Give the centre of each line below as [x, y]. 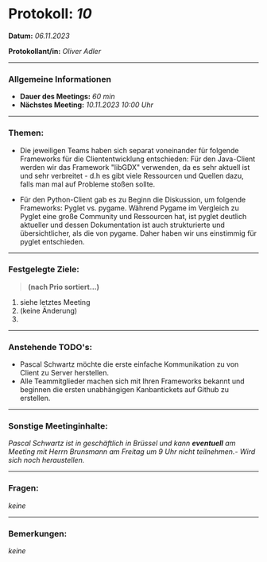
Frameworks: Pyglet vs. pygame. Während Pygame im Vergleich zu [130, 208]
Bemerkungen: [38, 533]
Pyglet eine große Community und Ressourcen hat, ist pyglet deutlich [133, 216]
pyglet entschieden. [52, 241]
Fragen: [23, 488]
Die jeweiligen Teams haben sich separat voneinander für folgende [129, 150]
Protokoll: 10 [50, 14]
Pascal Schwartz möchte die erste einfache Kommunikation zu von [129, 364]
